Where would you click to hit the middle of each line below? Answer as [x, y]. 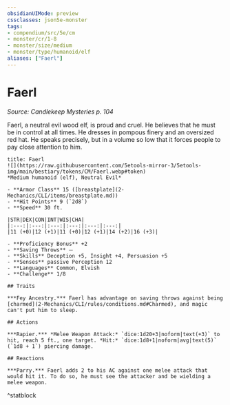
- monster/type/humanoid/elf [49, 52]
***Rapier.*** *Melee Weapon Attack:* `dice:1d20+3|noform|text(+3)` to [114, 334]
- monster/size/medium [40, 45]
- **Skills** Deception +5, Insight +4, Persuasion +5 [87, 256]
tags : [15, 26]
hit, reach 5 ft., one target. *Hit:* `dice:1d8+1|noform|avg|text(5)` [112, 340]
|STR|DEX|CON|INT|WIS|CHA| [46, 220]
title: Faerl [26, 159]
